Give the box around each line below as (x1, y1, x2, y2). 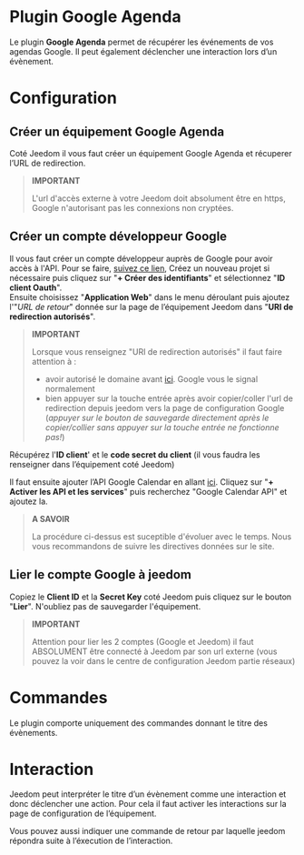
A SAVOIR (31, 513, 70, 524)
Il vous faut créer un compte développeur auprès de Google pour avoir (9, 253, 273, 264)
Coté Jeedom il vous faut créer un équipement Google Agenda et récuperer (9, 147, 292, 158)
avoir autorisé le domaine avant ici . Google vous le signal (44, 373, 259, 384)
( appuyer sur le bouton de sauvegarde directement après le (44, 412, 270, 423)
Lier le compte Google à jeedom (9, 567, 192, 583)
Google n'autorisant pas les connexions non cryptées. (31, 202, 234, 213)
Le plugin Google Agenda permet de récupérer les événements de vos (9, 36, 274, 47)
